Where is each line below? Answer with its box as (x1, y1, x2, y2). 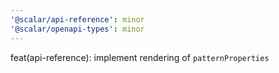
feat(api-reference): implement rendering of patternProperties (10, 51, 270, 63)
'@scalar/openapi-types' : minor (10, 24, 145, 34)
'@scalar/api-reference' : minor (10, 14, 145, 25)
